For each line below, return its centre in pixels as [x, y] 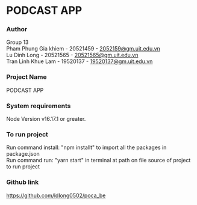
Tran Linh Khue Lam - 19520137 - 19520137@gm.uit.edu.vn [80, 61]
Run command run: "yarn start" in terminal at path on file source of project [98, 161]
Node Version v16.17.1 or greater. [46, 119]
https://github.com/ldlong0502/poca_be [56, 195]
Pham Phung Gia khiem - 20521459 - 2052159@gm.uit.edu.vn [83, 49]
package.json [23, 154]
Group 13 [17, 42]
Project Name [27, 77]
